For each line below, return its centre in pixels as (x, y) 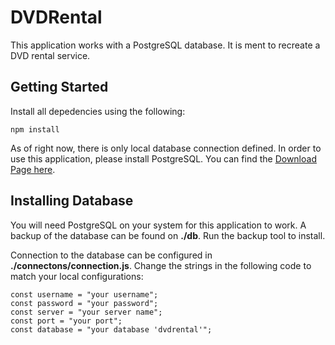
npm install (35, 129)
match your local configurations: (77, 276)
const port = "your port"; (66, 321)
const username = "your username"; (84, 294)
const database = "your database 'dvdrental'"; (111, 329)
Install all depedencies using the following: (98, 111)
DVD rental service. (50, 55)
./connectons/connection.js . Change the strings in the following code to (161, 265)
